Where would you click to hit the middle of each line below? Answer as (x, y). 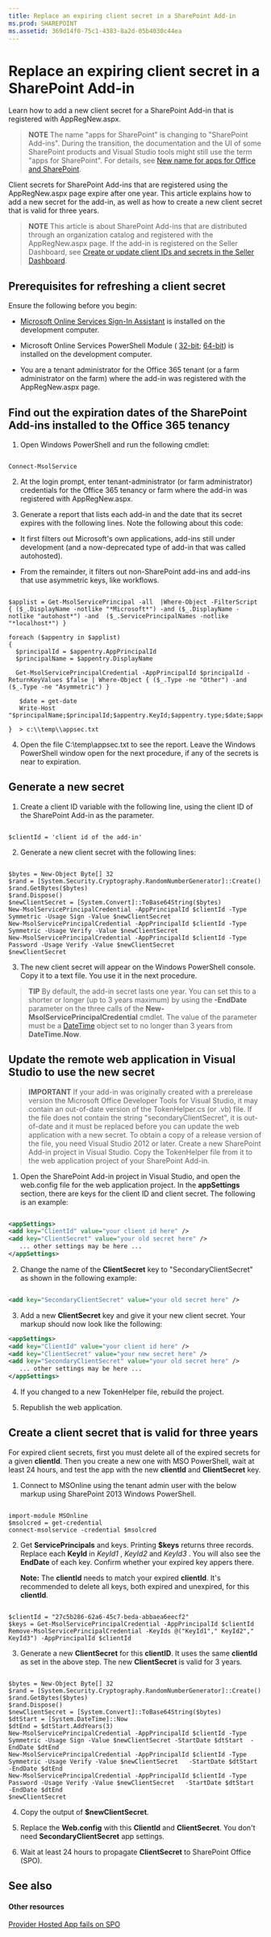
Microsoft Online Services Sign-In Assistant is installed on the (123, 321)
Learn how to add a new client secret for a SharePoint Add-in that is (121, 111)
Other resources (36, 1906)
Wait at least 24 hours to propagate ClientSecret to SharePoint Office (135, 1852)
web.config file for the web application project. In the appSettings (130, 1185)
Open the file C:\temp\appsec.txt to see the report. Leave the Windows (138, 744)
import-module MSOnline (48, 1515)
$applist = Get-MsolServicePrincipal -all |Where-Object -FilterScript (133, 602)
